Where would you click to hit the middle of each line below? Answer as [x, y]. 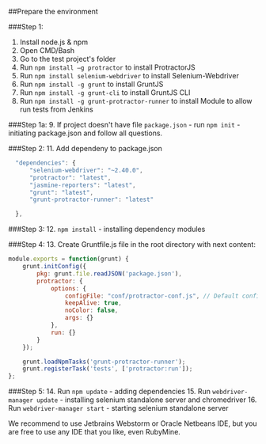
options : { [68, 288]
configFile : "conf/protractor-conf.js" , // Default [152, 296]
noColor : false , [91, 311]
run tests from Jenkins [56, 109]
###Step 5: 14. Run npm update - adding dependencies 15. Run [110, 392]
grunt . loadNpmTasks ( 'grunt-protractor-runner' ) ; [104, 362]
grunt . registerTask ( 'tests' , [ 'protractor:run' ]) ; [108, 369]
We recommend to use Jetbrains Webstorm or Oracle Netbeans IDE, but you [133, 423]
